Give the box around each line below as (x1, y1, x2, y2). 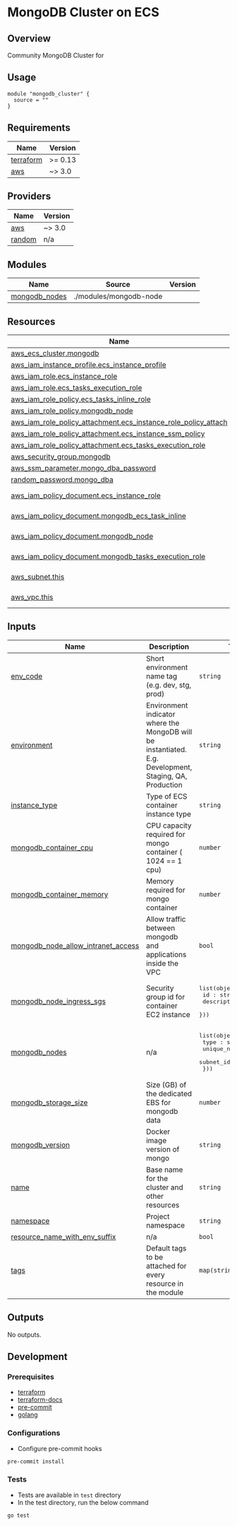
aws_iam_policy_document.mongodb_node (11, 532, 154, 541)
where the (145, 718, 180, 728)
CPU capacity (145, 821, 192, 831)
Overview (7, 33, 51, 45)
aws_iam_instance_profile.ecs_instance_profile (11, 360, 167, 370)
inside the (145, 958, 178, 968)
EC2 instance (145, 1010, 190, 1020)
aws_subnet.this (11, 572, 65, 582)
